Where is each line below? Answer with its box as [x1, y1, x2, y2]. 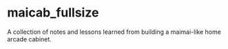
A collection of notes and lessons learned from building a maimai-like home [7, 28, 222, 36]
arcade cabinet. [7, 35, 52, 43]
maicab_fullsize [7, 5, 99, 21]
